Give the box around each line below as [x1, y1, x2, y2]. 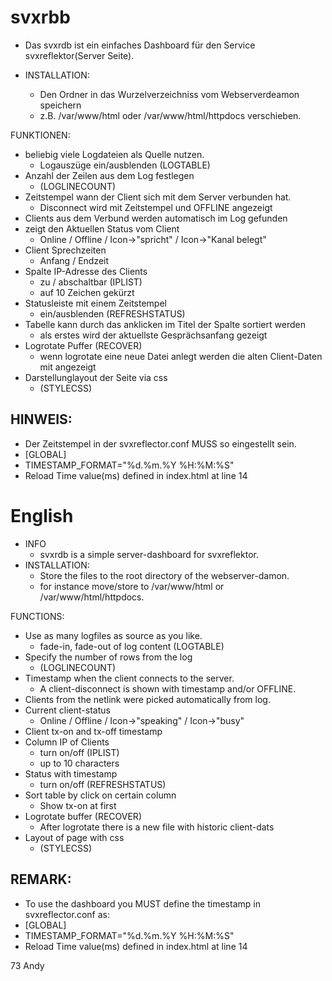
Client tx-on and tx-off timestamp [24, 725, 163, 737]
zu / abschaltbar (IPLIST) [39, 276, 143, 288]
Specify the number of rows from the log [24, 651, 193, 663]
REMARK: [10, 871, 72, 888]
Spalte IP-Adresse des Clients [24, 265, 148, 277]
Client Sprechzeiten [24, 244, 107, 256]
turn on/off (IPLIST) [39, 746, 120, 758]
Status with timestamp [24, 767, 118, 780]
